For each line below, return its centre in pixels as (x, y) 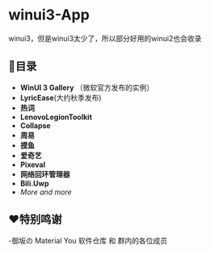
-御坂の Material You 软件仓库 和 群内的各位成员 (88, 240)
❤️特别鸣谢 (35, 219)
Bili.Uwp (35, 183)
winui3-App (49, 15)
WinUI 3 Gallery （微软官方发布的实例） (87, 88)
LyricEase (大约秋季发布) (61, 97)
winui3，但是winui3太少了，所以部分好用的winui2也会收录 (105, 38)
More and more (46, 191)
